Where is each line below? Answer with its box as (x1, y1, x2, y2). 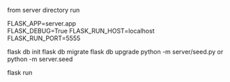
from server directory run (7, 6, 80, 14)
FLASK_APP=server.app (7, 19, 77, 27)
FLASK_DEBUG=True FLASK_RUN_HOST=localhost (7, 27, 155, 35)
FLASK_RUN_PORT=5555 (7, 34, 81, 42)
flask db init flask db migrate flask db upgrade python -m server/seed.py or (7, 48, 224, 56)
